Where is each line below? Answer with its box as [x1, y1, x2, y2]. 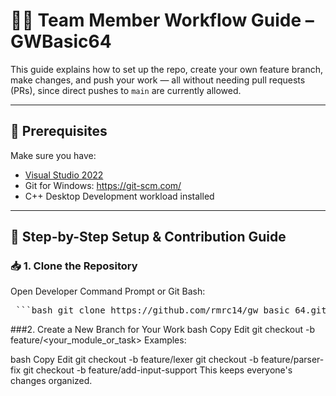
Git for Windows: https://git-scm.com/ [24, 179, 182, 191]
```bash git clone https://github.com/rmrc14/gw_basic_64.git [15, 305, 327, 316]
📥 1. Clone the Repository [10, 259, 138, 273]
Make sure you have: [10, 149, 97, 161]
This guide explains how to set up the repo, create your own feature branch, [10, 63, 324, 75]
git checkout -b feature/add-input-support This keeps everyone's [23, 364, 293, 376]
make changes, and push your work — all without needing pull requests [10, 74, 306, 86]
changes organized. [10, 375, 93, 387]
